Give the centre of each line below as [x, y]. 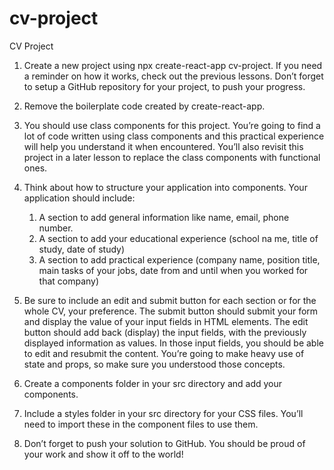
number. [56, 228]
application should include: [79, 198]
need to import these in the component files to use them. [141, 424]
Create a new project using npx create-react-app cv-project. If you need [173, 65]
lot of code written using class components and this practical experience [174, 136]
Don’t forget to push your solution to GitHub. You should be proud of [164, 443]
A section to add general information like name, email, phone [164, 217]
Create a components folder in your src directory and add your [153, 383]
